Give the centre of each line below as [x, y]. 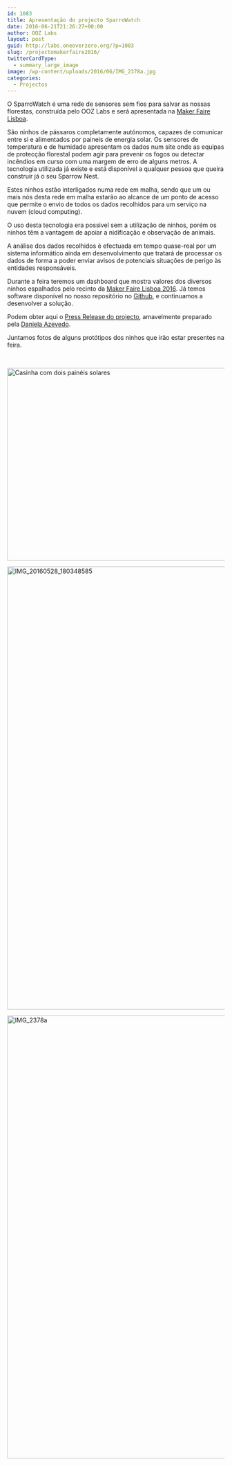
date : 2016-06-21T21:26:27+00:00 [55, 26]
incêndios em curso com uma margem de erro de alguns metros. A [102, 162]
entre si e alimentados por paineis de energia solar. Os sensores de [103, 140]
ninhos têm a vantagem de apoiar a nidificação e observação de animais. [111, 233]
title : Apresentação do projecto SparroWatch [74, 20]
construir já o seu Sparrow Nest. [53, 177]
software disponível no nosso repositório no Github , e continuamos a [105, 296]
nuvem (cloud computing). [45, 212]
